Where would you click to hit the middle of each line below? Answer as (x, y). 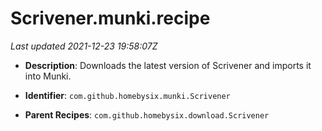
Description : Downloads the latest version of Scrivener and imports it (168, 65)
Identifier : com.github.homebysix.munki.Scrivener (127, 95)
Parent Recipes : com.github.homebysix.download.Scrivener (147, 114)
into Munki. (48, 76)
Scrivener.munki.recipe (110, 18)
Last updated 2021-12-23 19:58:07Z (84, 46)
